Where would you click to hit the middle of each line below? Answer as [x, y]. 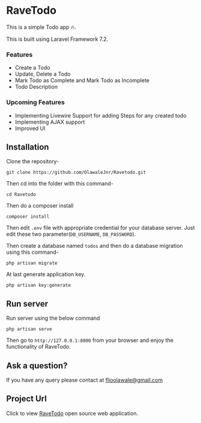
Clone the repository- [33, 161]
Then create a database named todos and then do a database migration [94, 246]
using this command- [32, 252]
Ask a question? [37, 366]
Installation [28, 147]
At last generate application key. [46, 274]
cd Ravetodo [21, 195]
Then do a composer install [40, 206]
